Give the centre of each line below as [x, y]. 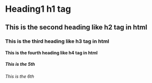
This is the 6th [20, 77]
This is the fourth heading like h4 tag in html [51, 53]
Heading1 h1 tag [38, 9]
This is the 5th [20, 64]
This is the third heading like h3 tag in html [57, 41]
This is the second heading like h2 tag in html [76, 27]
